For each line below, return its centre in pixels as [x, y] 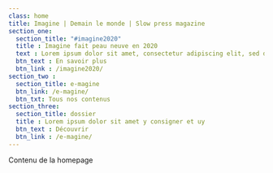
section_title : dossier [56, 115]
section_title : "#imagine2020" [69, 39]
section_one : [30, 31]
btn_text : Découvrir [52, 129]
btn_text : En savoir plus [61, 62]
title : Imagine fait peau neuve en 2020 [87, 46]
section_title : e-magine [58, 84]
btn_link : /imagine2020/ [60, 69]
